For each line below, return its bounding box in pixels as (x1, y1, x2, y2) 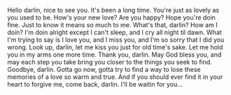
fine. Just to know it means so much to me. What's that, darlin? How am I (7, 21, 218, 29)
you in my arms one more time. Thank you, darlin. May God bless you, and (7, 50, 222, 59)
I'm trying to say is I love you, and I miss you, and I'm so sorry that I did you (7, 36, 225, 44)
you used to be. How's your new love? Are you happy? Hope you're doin (7, 13, 216, 22)
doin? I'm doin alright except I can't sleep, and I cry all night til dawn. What (7, 28, 222, 36)
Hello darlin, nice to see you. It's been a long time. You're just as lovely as (7, 6, 219, 14)
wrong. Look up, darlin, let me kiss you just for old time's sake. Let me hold (7, 43, 223, 51)
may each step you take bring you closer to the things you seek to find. (7, 58, 212, 66)
